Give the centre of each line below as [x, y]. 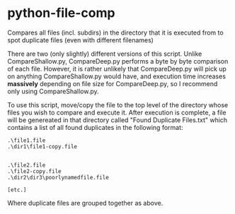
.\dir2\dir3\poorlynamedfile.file [58, 177]
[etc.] [17, 190]
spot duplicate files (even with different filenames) [81, 40]
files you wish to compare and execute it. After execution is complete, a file [117, 112]
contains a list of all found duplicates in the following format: [95, 127]
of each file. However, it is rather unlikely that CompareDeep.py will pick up [117, 69]
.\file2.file [27, 165]
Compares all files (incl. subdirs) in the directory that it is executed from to [116, 32]
